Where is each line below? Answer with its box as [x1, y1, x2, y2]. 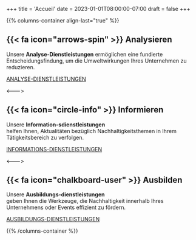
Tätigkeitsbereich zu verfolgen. [6, 134, 84, 141]
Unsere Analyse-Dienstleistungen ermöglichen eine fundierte [6, 50, 163, 58]
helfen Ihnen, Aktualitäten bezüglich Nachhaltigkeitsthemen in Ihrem [6, 127, 177, 134]
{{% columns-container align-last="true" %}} [6, 17, 120, 24]
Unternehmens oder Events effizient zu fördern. [6, 204, 126, 211]
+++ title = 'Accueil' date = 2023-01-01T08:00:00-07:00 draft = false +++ [6, 5, 191, 12]
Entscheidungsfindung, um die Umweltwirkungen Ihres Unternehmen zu [6, 57, 187, 64]
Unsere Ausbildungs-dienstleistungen [6, 191, 105, 198]
